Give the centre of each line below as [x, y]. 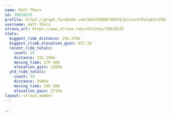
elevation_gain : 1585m [38, 67]
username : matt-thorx [28, 24]
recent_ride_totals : [31, 48]
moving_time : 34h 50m [37, 86]
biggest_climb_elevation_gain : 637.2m [51, 43]
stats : [12, 34]
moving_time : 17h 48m [37, 62]
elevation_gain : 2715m [38, 91]
